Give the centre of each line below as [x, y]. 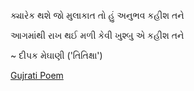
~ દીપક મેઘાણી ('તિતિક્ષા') [56, 55]
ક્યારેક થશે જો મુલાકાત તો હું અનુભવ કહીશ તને [97, 15]
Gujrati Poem [37, 75]
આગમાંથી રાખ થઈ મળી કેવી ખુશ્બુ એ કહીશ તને [97, 35]
